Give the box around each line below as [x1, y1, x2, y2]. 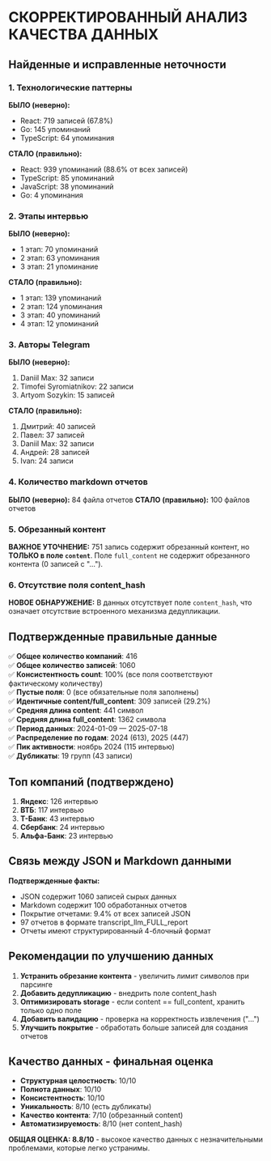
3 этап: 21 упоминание [19, 262, 99, 271]
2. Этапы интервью [8, 211, 89, 222]
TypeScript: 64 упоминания [19, 133, 115, 142]
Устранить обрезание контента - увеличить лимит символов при [19, 971, 249, 980]
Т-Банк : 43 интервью [19, 814, 95, 823]
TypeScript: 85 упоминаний [19, 172, 115, 182]
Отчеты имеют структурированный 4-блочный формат [19, 925, 212, 935]
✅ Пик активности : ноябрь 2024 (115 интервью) [8, 742, 176, 752]
